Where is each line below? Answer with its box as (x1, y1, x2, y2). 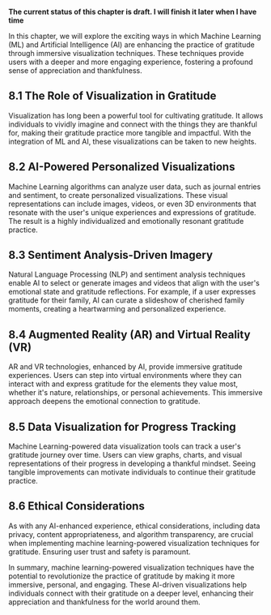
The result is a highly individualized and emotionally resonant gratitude (8, 216, 244, 226)
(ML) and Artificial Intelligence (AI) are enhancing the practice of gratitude (8, 40, 255, 49)
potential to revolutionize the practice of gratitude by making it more (8, 571, 235, 581)
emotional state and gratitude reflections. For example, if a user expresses (8, 287, 256, 297)
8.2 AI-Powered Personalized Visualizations (8, 160, 235, 174)
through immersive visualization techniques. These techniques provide (8, 49, 244, 58)
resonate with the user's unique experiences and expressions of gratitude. (8, 207, 256, 217)
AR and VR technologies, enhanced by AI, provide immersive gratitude (8, 362, 243, 372)
